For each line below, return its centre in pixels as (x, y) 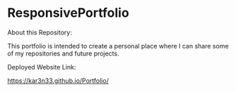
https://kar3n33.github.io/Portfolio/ (58, 80)
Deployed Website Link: (42, 67)
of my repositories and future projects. (63, 53)
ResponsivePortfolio (68, 13)
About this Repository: (40, 32)
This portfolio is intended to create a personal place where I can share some (118, 46)
